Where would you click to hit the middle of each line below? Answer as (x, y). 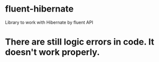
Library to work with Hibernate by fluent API (49, 22)
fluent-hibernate (40, 9)
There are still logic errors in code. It (80, 42)
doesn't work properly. (52, 52)
